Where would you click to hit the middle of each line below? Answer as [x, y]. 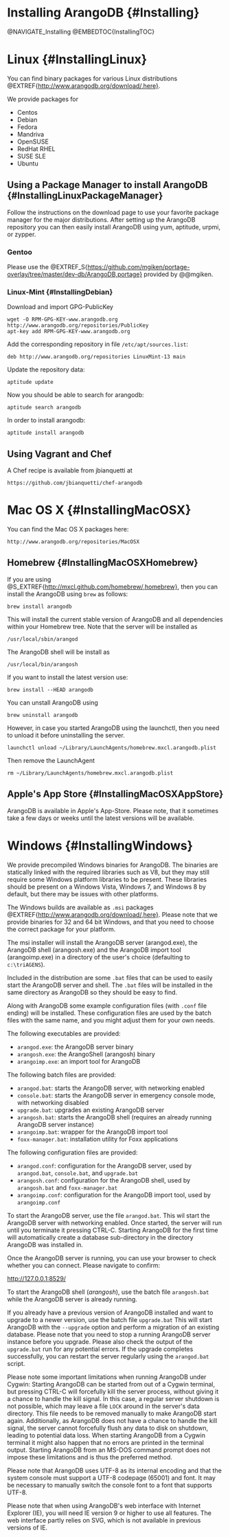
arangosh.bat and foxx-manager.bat [67, 1187]
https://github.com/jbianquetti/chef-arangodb [75, 483]
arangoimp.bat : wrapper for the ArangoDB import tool [92, 1132]
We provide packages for [43, 99]
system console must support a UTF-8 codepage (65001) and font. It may [112, 1477]
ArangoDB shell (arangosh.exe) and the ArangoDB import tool [94, 950]
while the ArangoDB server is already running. [72, 1299]
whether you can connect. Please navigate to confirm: [84, 1265]
